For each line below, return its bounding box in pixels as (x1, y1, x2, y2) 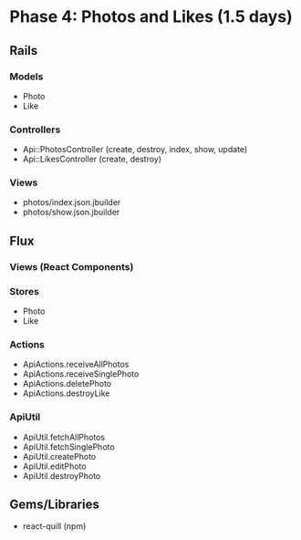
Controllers (9, 123, 61, 136)
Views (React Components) (9, 260, 134, 273)
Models (9, 70, 44, 83)
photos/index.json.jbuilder (22, 197, 121, 208)
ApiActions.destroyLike (22, 388, 110, 399)
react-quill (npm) (22, 521, 87, 532)
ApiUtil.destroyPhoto (22, 470, 101, 481)
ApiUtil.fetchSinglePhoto (22, 441, 116, 452)
